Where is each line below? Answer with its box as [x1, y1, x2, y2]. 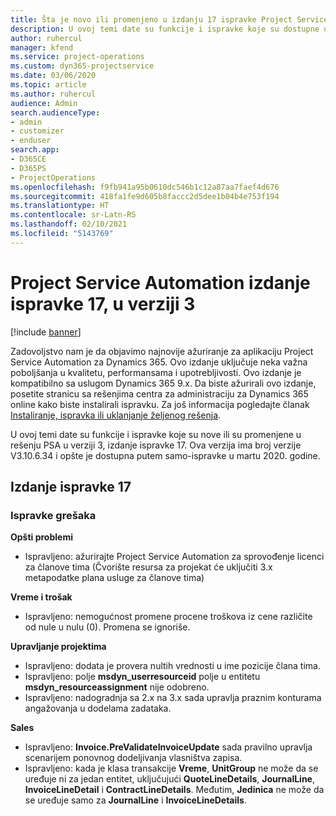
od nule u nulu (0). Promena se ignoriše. [24, 621, 191, 633]
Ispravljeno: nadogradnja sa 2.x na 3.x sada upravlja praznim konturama [24, 692, 322, 704]
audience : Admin [10, 98, 78, 108]
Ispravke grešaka [10, 509, 97, 522]
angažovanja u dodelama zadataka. [24, 702, 172, 715]
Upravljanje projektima [10, 641, 107, 653]
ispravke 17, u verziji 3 [10, 292, 196, 315]
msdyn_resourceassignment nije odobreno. [24, 681, 210, 693]
